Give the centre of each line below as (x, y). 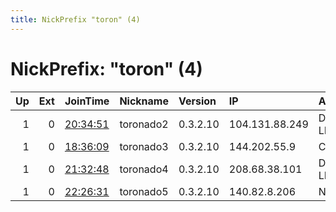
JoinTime (87, 101)
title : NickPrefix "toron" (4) (75, 19)
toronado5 (144, 191)
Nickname (144, 101)
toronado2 (144, 124)
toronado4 (144, 169)
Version (197, 101)
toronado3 (144, 146)
